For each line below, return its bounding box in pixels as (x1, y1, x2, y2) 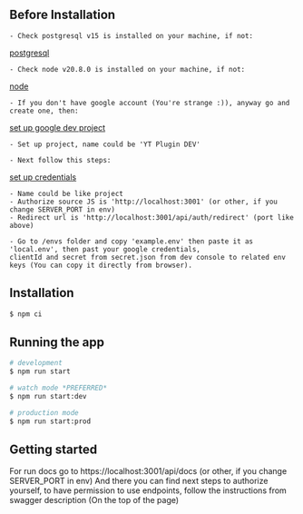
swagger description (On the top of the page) (9, 495, 180, 506)
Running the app (9, 334, 104, 350)
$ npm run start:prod (9, 417, 92, 426)
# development (9, 359, 64, 368)
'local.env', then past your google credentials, (9, 244, 201, 253)
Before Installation (9, 7, 116, 23)
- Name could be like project (9, 189, 124, 198)
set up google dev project (9, 122, 106, 133)
